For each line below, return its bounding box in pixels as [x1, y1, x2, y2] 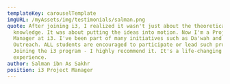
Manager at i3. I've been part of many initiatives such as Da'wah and [13, 35, 222, 42]
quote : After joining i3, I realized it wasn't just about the [7, 22, 192, 29]
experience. [13, 54, 48, 61]
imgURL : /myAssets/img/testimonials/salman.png [7, 16, 146, 23]
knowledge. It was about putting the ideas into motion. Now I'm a [13, 28, 210, 36]
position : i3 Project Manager [7, 66, 94, 73]
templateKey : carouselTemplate [7, 9, 97, 17]
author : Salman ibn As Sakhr [7, 60, 90, 67]
